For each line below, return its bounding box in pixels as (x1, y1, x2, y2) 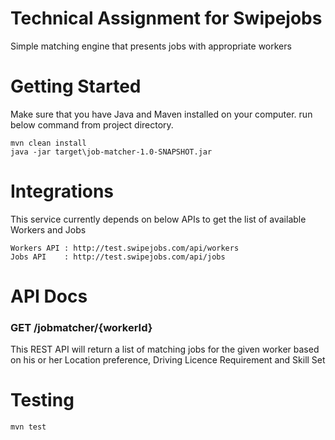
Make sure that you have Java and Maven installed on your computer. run (10, 108, 313, 120)
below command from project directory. (10, 118, 174, 131)
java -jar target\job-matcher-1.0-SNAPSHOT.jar (10, 147, 213, 157)
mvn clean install (10, 138, 87, 148)
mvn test (10, 422, 47, 432)
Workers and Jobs (10, 223, 87, 236)
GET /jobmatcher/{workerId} (10, 320, 153, 334)
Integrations (10, 180, 115, 203)
